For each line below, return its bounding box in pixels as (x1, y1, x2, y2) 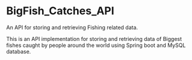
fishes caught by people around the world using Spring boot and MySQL (6, 42, 186, 49)
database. (6, 48, 31, 55)
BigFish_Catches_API (6, 4, 114, 18)
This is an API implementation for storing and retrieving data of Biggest (6, 35, 182, 42)
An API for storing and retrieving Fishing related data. (6, 24, 138, 31)
